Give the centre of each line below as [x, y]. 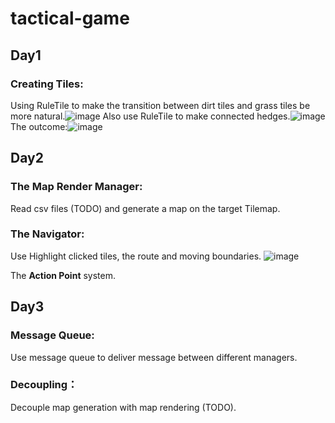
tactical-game [70, 18]
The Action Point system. [63, 275]
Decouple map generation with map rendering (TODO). [123, 407]
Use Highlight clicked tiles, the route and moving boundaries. [136, 256]
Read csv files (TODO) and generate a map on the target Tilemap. [145, 208]
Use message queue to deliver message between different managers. [154, 357]
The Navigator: [47, 234]
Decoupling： [44, 385]
